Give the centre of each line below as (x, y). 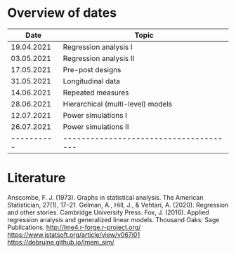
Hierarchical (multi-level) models (118, 104)
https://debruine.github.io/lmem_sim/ (61, 242)
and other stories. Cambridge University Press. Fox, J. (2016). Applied (108, 212)
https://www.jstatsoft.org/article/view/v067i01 (74, 234)
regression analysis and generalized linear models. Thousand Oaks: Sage (113, 219)
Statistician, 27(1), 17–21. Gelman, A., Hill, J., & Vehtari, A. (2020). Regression (118, 205)
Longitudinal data (92, 81)
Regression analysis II (99, 58)
